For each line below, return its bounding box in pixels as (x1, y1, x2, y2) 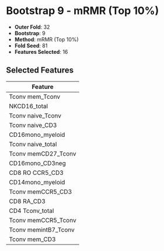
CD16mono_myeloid (9, 130, 65, 139)
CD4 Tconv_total (9, 207, 54, 215)
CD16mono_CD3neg (9, 159, 66, 167)
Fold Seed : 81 (14, 42, 48, 49)
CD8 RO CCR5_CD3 (9, 169, 64, 177)
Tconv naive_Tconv (9, 111, 62, 119)
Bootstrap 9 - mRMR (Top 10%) (6, 4, 159, 18)
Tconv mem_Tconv (9, 92, 61, 101)
